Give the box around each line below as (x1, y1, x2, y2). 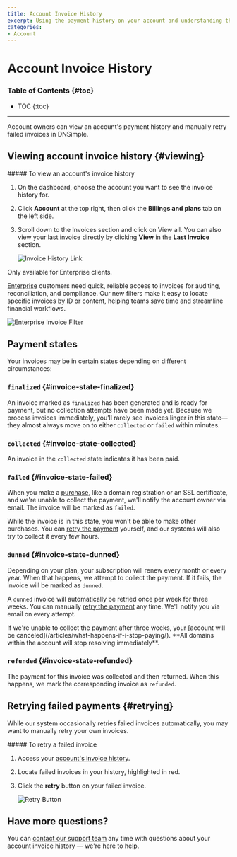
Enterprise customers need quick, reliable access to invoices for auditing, (7, 281, 221, 290)
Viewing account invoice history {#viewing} (7, 150, 205, 163)
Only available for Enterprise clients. (7, 268, 113, 276)
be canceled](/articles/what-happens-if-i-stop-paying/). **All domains (7, 631, 214, 639)
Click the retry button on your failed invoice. (17, 781, 147, 790)
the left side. (17, 212, 54, 220)
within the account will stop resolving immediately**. (7, 638, 160, 647)
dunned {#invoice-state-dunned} (7, 550, 120, 560)
